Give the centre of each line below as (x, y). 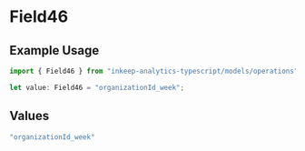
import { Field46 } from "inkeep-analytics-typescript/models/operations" (154, 71)
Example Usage (54, 50)
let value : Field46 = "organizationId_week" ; (97, 87)
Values (30, 116)
